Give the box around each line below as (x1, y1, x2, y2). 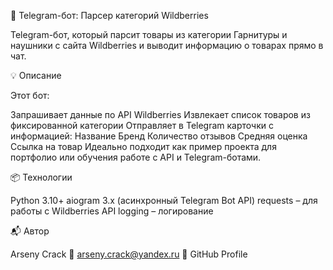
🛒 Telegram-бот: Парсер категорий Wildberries (10, 10, 209, 21)
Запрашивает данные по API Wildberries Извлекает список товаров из (10, 109, 311, 120)
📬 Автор (10, 225, 50, 237)
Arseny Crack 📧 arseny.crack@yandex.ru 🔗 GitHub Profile (10, 248, 248, 260)
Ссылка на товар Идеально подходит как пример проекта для (10, 141, 277, 152)
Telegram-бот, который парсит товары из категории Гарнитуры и (10, 29, 288, 40)
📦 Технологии (10, 171, 73, 183)
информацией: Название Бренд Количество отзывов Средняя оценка (10, 130, 308, 142)
